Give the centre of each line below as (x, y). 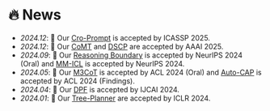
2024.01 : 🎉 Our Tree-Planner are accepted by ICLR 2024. (115, 98)
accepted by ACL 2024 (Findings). (77, 81)
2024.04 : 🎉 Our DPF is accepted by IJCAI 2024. (100, 89)
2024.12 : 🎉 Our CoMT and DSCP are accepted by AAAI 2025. (122, 46)
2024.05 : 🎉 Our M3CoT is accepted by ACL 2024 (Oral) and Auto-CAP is (141, 72)
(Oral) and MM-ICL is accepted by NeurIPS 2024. (102, 63)
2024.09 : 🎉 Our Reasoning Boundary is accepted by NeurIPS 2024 (131, 55)
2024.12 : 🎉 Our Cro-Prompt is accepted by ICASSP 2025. (115, 37)
